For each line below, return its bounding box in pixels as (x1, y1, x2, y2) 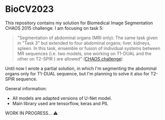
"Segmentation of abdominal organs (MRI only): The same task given (17, 35, 158, 41)
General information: (5, 85, 47, 91)
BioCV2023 (5, 3, 54, 15)
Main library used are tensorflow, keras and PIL (12, 100, 109, 106)
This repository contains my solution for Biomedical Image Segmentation (5, 20, 153, 26)
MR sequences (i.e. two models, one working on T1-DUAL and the (17, 51, 152, 57)
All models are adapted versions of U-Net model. (12, 95, 112, 101)
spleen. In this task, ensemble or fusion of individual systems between (17, 45, 161, 51)
